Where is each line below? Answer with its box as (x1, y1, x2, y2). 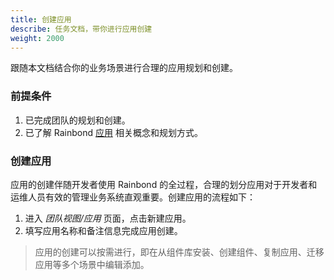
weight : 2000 (10, 33, 65, 43)
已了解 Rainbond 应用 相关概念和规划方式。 (24, 126, 203, 138)
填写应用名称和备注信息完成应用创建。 (24, 224, 183, 236)
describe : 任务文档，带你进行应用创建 (10, 24, 153, 34)
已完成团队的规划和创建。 (24, 114, 131, 126)
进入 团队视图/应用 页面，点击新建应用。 (24, 212, 192, 224)
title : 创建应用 (10, 14, 72, 25)
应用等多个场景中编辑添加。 (34, 258, 150, 270)
